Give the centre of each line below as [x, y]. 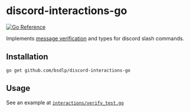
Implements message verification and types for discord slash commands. [95, 38]
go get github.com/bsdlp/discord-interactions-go [68, 70]
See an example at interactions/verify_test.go [65, 102]
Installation [27, 57]
